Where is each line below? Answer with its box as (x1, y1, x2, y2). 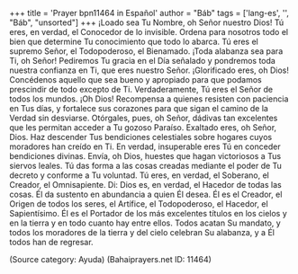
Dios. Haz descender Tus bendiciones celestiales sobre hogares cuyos (9, 132, 273, 142)
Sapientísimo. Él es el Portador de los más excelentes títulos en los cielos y (9, 208, 288, 218)
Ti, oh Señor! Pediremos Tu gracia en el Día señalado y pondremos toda (9, 56, 276, 66)
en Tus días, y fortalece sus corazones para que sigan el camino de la (9, 103, 268, 113)
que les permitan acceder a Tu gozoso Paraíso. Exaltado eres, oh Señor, (9, 122, 277, 133)
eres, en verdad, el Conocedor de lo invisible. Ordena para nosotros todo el (9, 27, 289, 37)
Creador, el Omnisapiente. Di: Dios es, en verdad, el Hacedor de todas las (9, 180, 282, 190)
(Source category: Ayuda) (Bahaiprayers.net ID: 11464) (9, 254, 212, 264)
